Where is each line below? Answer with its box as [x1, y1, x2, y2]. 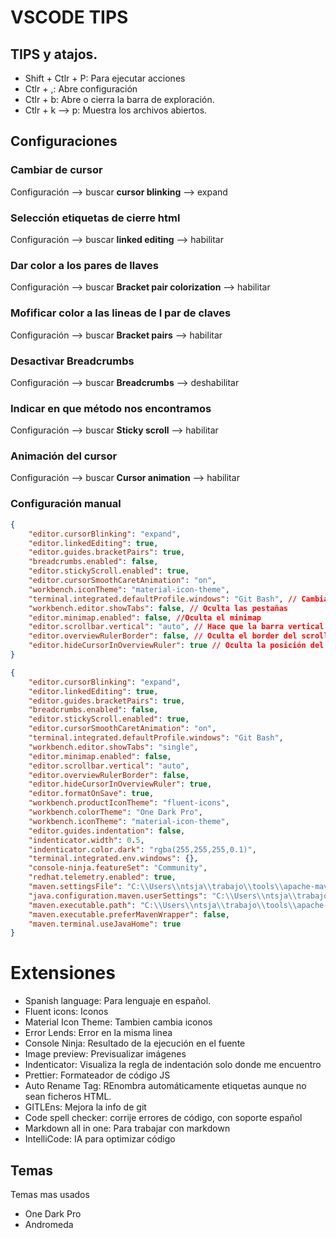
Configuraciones [10, 133, 118, 150]
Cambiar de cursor [10, 163, 103, 177]
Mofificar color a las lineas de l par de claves [10, 306, 232, 320]
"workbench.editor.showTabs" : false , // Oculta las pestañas [28, 603, 288, 613]
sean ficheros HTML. [24, 1091, 112, 1103]
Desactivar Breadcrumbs [10, 354, 135, 368]
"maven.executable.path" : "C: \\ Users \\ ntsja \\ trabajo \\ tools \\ [28, 900, 298, 910]
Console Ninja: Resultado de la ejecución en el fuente [24, 1037, 246, 1050]
